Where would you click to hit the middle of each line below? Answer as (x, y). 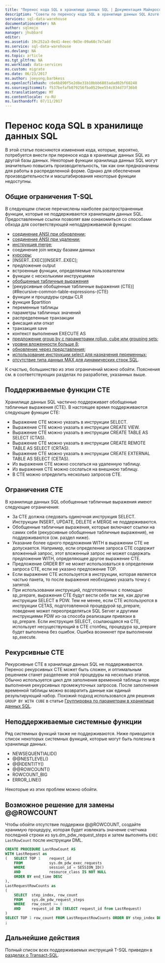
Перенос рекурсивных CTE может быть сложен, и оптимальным (73, 670)
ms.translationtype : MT (29, 92)
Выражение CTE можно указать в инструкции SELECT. (70, 422)
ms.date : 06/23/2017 (26, 74)
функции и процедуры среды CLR (48, 297)
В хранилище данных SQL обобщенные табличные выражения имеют (79, 501)
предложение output (34, 265)
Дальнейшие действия (42, 938)
